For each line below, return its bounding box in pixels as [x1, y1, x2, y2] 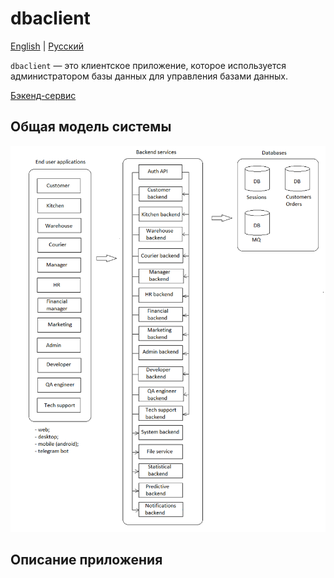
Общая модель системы [10, 118, 172, 136]
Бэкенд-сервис [10, 89, 77, 101]
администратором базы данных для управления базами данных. [10, 70, 289, 82]
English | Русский [10, 40, 84, 52]
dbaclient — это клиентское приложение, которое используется [10, 59, 287, 71]
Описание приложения [10, 552, 163, 569]
